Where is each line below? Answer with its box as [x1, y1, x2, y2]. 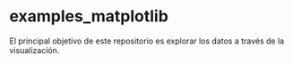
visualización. [9, 44, 60, 55]
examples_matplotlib [9, 6, 168, 27]
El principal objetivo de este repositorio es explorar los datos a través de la [9, 35, 285, 46]
